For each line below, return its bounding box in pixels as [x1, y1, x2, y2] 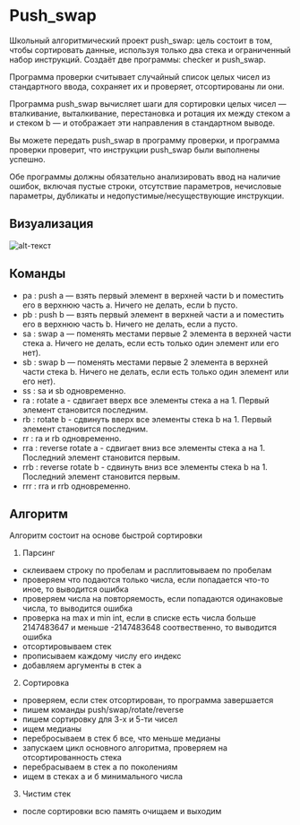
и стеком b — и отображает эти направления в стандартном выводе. [9, 117, 276, 128]
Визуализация [9, 216, 94, 231]
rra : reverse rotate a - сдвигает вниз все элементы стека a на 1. [21, 442, 266, 453]
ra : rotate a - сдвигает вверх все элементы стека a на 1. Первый [21, 395, 270, 405]
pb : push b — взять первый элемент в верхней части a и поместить [21, 308, 285, 319]
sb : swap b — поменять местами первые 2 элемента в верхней [21, 356, 269, 368]
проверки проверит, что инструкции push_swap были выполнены [9, 144, 260, 155]
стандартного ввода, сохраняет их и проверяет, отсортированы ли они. [9, 81, 285, 91]
